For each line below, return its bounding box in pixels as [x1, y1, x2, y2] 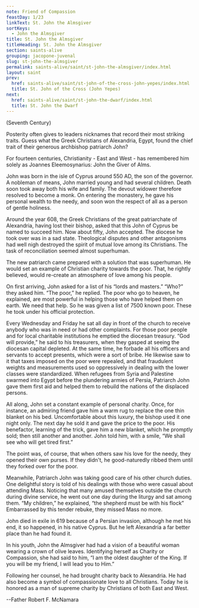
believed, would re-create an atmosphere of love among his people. [6, 271, 172, 278]
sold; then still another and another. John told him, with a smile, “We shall [6, 432, 185, 439]
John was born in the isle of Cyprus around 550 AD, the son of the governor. [6, 172, 194, 179]
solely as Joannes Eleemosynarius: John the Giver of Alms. [6, 161, 151, 168]
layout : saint [6, 70, 42, 75]
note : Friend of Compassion [6, 8, 76, 15]
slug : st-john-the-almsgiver [6, 58, 78, 64]
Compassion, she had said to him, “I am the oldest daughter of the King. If [6, 554, 187, 561]
